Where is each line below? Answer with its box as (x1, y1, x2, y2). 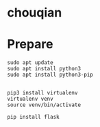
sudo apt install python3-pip (7, 71, 94, 79)
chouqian (7, 5, 62, 21)
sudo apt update (7, 59, 53, 66)
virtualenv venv (7, 95, 53, 103)
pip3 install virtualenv (7, 90, 78, 97)
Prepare (7, 37, 53, 52)
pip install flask (7, 114, 60, 121)
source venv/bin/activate (7, 101, 81, 108)
